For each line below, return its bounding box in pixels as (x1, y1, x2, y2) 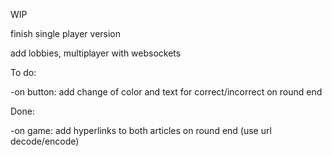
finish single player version (10, 28, 122, 39)
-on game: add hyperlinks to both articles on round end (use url (10, 125, 272, 136)
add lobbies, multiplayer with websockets (10, 47, 182, 59)
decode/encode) (10, 135, 80, 147)
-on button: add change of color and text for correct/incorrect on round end (10, 86, 323, 98)
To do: (10, 67, 37, 78)
